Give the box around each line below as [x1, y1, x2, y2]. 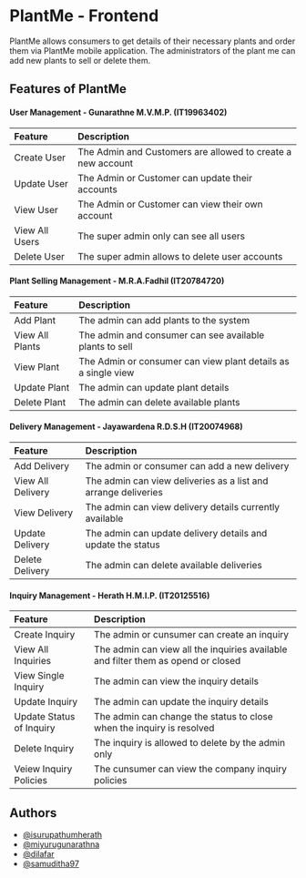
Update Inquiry [14, 696, 78, 709]
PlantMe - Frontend [9, 5, 159, 26]
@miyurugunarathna [22, 839, 100, 850]
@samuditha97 [22, 858, 80, 869]
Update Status [14, 710, 76, 723]
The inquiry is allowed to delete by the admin [94, 737, 285, 750]
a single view [78, 366, 135, 379]
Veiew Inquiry [14, 762, 73, 775]
